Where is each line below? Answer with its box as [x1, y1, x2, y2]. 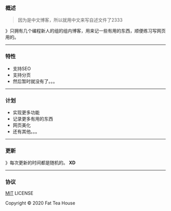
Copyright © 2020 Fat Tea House [5, 200, 75, 206]
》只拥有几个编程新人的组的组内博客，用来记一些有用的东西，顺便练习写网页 [5, 28, 166, 34]
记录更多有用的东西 [12, 115, 53, 122]
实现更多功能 [12, 109, 40, 115]
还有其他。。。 [12, 128, 40, 134]
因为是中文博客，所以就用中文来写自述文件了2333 [17, 17, 123, 23]
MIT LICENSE [5, 190, 34, 196]
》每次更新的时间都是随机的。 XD [5, 160, 76, 166]
